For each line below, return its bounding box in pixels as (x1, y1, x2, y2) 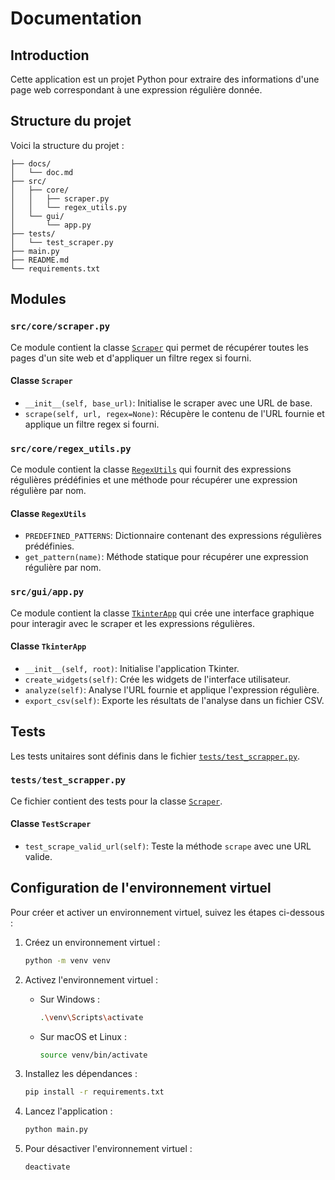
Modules (10, 291, 67, 308)
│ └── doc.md (10, 167, 74, 177)
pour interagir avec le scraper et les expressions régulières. (10, 617, 255, 629)
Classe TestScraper (10, 818, 92, 830)
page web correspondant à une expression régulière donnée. (10, 84, 263, 96)
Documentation (10, 7, 143, 30)
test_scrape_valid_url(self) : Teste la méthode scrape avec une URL (24, 840, 312, 852)
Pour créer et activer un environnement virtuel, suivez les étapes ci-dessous (10, 906, 325, 918)
